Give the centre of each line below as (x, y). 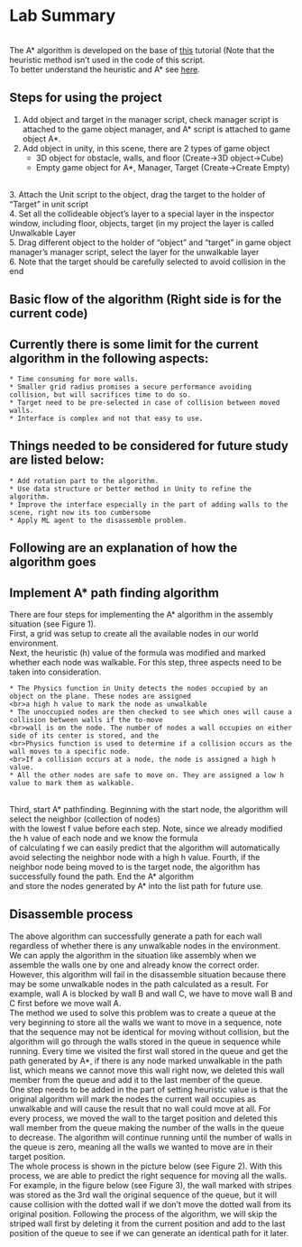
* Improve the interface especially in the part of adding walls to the (149, 504)
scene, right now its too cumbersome (80, 512)
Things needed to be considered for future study (149, 446)
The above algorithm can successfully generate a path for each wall (136, 936)
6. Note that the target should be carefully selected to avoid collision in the (148, 261)
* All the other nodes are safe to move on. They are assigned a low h (146, 775)
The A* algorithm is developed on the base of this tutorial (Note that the (142, 50)
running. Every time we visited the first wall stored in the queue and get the (149, 1050)
